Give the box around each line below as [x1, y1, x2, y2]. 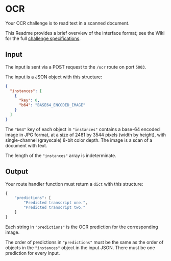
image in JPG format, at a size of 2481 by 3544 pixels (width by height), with [5, 132, 166, 138]
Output [5, 167, 28, 176]
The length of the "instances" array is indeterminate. [5, 152, 116, 159]
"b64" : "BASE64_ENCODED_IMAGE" [18, 103, 86, 108]
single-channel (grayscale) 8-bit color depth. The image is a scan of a [5, 137, 153, 143]
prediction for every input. [5, 250, 60, 256]
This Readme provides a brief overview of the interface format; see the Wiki [5, 30, 165, 36]
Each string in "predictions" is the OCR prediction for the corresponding [5, 224, 158, 230]
